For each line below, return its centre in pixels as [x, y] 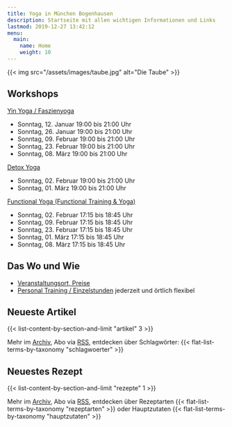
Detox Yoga [24, 167]
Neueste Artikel [42, 312]
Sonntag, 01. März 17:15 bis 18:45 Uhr [71, 237]
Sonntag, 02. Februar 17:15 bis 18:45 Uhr [75, 215]
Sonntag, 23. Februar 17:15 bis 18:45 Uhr [75, 229]
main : [22, 40]
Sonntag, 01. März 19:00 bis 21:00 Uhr [72, 187]
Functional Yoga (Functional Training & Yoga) [72, 201]
